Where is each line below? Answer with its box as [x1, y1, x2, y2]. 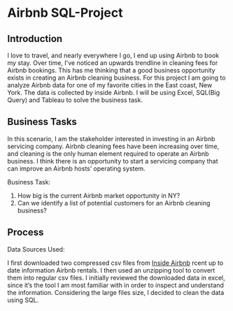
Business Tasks [7, 116, 77, 128]
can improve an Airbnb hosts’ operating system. [7, 164, 146, 173]
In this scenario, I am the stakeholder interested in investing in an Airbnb [7, 134, 216, 143]
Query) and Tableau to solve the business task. [7, 96, 143, 104]
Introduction [7, 33, 63, 45]
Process [7, 226, 44, 238]
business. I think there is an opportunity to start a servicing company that [7, 157, 218, 165]
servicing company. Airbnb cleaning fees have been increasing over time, [7, 142, 220, 150]
